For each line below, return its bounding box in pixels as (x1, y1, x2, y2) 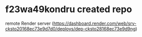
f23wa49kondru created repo (5, 4, 132, 15)
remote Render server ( (5, 20, 54, 26)
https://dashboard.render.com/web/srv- (53, 20, 136, 26)
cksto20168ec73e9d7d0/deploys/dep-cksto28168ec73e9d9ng (5, 25, 136, 31)
